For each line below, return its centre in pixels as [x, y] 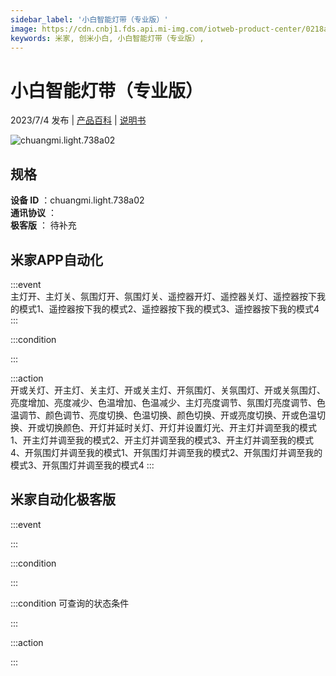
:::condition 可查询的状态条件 [70, 603]
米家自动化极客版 [63, 499]
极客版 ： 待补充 [43, 225]
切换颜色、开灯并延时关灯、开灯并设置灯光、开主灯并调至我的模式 [180, 427]
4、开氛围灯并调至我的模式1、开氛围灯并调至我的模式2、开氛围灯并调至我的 [166, 452]
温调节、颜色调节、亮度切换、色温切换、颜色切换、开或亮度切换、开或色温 [163, 415]
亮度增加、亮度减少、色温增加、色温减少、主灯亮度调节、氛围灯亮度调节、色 [168, 402]
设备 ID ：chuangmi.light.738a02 [77, 200]
